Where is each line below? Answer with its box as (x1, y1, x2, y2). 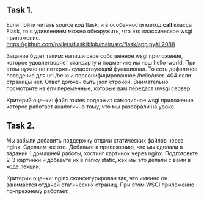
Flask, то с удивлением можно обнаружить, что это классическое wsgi (6, 27, 192, 35)
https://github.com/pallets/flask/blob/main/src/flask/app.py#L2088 (6, 40, 175, 48)
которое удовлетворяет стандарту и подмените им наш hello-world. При (6, 58, 196, 66)
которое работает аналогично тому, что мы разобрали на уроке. (6, 103, 176, 110)
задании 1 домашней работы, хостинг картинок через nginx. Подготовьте (6, 149, 199, 157)
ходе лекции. (6, 163, 41, 170)
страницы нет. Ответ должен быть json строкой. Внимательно (6, 78, 169, 85)
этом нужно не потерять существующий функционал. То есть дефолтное (6, 65, 198, 72)
